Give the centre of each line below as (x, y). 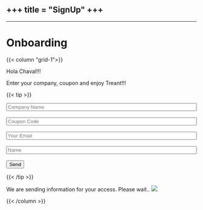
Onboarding (37, 43)
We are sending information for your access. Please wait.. (78, 189)
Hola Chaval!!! (24, 71)
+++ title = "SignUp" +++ (55, 10)
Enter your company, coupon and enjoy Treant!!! (66, 83)
